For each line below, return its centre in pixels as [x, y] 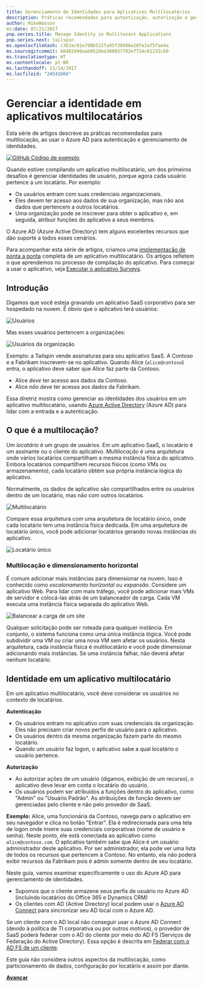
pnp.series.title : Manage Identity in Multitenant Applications [89, 34]
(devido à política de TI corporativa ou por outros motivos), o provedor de [98, 928]
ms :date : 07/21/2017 [32, 29]
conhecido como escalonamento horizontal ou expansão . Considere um [96, 585]
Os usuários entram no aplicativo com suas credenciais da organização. [105, 723]
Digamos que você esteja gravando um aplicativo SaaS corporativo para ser [101, 302]
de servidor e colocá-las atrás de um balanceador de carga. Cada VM [93, 598]
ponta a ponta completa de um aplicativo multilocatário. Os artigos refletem [100, 256]
